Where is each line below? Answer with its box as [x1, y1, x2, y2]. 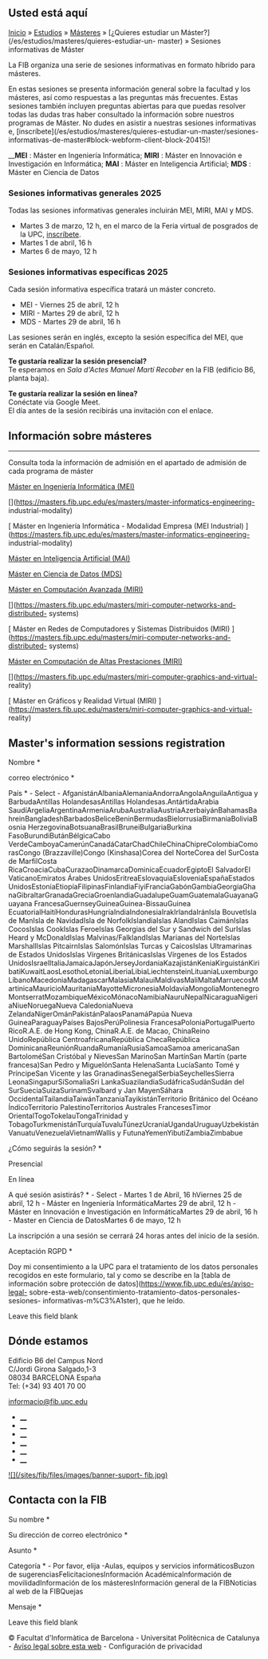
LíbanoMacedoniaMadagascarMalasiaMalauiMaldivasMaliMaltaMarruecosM [8, 975, 258, 985]
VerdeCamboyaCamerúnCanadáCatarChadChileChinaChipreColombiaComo [8, 839, 258, 849]
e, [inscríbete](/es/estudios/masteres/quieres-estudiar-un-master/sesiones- [8, 126, 259, 136]
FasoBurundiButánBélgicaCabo [8, 831, 111, 841]
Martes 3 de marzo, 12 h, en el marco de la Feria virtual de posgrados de [19, 221, 258, 231]
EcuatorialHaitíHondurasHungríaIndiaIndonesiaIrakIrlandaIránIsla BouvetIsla [8, 907, 257, 917]
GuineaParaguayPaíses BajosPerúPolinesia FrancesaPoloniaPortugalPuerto [8, 1018, 255, 1028]
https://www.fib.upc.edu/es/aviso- [140, 1279, 254, 1289]
